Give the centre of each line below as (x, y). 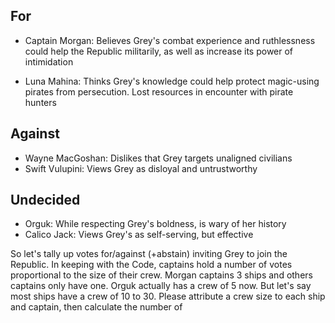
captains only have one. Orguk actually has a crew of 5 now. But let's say (161, 286)
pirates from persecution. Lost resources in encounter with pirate (159, 91)
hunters (40, 102)
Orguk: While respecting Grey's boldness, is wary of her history (155, 224)
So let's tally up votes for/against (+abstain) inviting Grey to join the (149, 254)
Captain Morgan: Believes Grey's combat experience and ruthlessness (170, 40)
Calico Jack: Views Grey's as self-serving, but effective (139, 235)
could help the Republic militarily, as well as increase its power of (159, 51)
